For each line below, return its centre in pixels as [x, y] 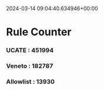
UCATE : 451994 [30, 50]
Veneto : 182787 [30, 66]
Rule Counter [39, 32]
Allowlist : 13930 [30, 81]
